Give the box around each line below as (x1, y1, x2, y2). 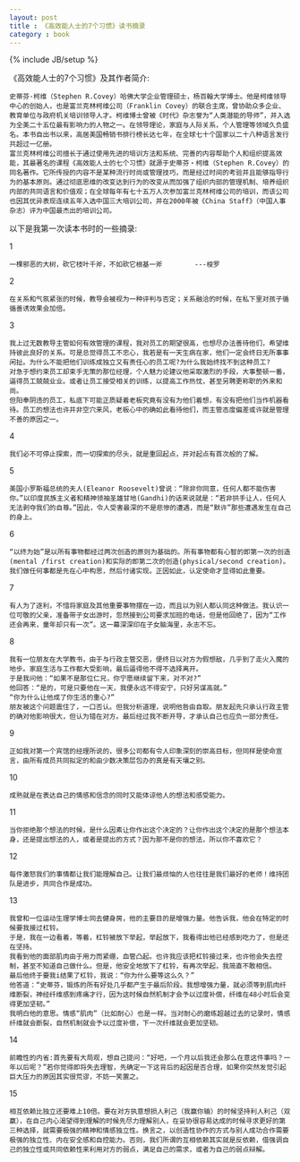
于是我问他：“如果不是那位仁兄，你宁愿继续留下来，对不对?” (9, 674, 201, 683)
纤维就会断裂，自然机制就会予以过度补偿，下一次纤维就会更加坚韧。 (9, 1019, 223, 1028)
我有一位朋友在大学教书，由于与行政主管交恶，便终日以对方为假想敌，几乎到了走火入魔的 (9, 655, 289, 664)
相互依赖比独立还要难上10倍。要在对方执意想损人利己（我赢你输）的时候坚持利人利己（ (9, 1107, 284, 1116)
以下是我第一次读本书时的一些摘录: (9, 223, 138, 234)
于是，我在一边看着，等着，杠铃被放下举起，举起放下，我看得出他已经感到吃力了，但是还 (9, 933, 289, 943)
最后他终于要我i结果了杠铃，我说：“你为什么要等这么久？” (9, 971, 195, 980)
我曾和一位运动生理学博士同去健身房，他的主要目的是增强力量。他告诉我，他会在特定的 (9, 914, 283, 923)
